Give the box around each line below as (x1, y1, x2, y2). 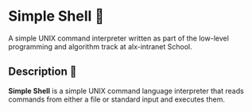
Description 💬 (8, 65, 77, 79)
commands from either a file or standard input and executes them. (8, 95, 225, 104)
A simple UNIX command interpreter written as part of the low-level (8, 33, 229, 43)
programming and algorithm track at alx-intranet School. (8, 41, 192, 51)
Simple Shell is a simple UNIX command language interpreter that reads (8, 86, 244, 95)
